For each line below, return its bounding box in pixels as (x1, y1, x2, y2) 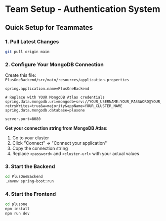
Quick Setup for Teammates (5, 23, 93, 32)
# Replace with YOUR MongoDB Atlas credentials (5, 95, 105, 100)
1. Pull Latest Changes (5, 38, 59, 45)
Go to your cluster (12, 135, 49, 141)
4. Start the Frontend (5, 191, 56, 198)
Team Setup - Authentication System (5, 3, 161, 15)
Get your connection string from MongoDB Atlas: (5, 125, 108, 131)
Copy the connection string (12, 145, 68, 152)
